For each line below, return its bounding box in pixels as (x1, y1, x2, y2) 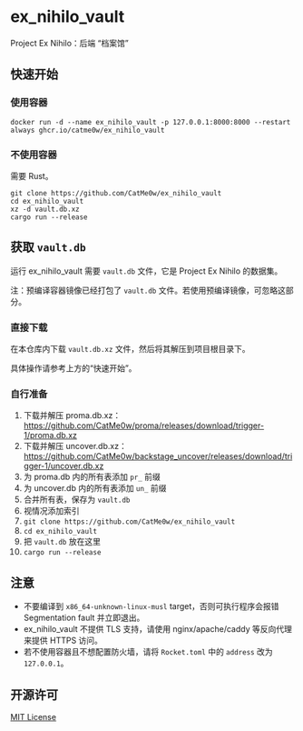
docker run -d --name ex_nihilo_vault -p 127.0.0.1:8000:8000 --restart (10, 117, 291, 126)
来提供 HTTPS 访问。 (23, 635, 103, 646)
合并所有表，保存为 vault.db (23, 494, 131, 506)
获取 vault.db (10, 239, 86, 255)
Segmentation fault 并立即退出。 (23, 612, 145, 624)
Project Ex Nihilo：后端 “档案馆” (10, 37, 130, 48)
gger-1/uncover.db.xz (23, 461, 104, 472)
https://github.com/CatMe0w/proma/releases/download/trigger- (23, 420, 265, 431)
